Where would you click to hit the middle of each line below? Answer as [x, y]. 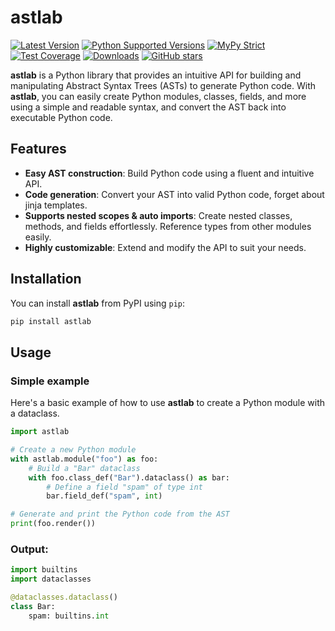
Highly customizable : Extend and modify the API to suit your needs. [165, 247]
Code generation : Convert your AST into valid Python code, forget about [174, 194]
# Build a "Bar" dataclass [84, 468]
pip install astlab [51, 321]
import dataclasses [51, 579]
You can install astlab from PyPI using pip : [98, 303]
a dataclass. [35, 413]
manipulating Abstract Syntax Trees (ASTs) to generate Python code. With [163, 85]
